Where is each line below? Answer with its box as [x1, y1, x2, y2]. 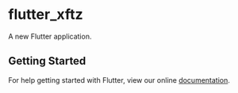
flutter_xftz [8, 6, 83, 24]
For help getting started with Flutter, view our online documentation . [8, 75, 230, 84]
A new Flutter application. [8, 32, 92, 41]
